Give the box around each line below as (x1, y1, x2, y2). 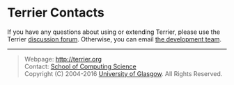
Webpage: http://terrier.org (24, 55, 102, 63)
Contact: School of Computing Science (24, 62, 137, 70)
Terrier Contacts (7, 5, 104, 21)
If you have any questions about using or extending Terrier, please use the (7, 28, 221, 36)
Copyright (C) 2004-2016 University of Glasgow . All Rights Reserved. (24, 69, 223, 77)
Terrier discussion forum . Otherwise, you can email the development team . (7, 35, 221, 43)
